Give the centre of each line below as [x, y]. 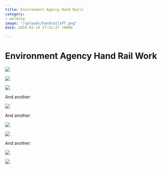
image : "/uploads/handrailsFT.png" [41, 23]
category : [15, 14]
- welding [15, 19]
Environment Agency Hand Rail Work [81, 56]
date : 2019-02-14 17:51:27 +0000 [39, 28]
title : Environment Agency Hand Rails [44, 9]
